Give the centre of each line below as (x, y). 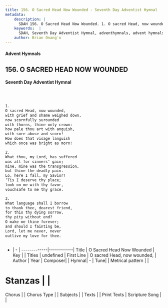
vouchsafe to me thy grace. (34, 189)
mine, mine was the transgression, (42, 166)
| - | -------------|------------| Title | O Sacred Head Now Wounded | (83, 250)
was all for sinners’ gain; (34, 162)
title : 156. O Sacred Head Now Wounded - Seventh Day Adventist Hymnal (81, 10)
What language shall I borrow (37, 203)
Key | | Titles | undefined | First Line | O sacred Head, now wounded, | (84, 255)
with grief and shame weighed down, (43, 115)
